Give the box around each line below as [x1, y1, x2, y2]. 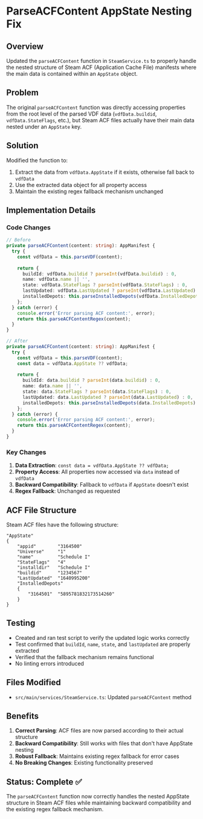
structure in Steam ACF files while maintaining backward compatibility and [6, 799, 192, 806]
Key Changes [6, 448, 47, 456]
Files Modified [6, 677, 62, 688]
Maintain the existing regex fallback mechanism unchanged [14, 188, 164, 195]
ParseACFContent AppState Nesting [6, 4, 192, 18]
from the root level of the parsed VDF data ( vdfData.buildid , [6, 110, 157, 117]
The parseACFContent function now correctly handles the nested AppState [6, 793, 190, 800]
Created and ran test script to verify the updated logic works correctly [14, 634, 190, 641]
